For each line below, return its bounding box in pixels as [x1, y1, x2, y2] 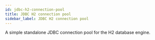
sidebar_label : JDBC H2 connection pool [5, 16, 89, 21]
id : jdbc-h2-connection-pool [5, 7, 65, 12]
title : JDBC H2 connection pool [5, 12, 71, 17]
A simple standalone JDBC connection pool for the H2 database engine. [5, 30, 151, 36]
